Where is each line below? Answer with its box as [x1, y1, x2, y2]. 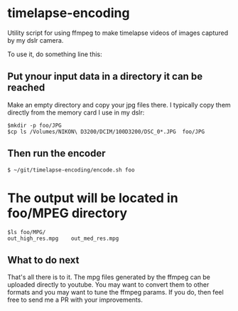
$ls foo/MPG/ [7, 228, 46, 236]
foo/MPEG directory [7, 205, 128, 221]
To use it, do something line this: [7, 50, 102, 58]
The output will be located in [7, 190, 179, 206]
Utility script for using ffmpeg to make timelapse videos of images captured [7, 28, 229, 37]
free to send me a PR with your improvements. [7, 295, 144, 304]
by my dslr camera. [7, 36, 64, 44]
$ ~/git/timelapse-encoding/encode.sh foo [7, 166, 135, 174]
